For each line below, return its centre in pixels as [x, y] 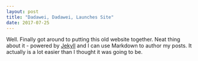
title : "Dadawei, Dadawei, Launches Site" [60, 17]
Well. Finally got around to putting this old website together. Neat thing [93, 40]
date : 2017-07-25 [28, 23]
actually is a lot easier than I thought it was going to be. [74, 52]
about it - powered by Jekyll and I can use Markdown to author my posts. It [99, 46]
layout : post [22, 12]
